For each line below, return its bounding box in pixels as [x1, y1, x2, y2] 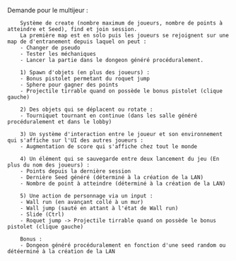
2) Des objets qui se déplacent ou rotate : [20, 106, 153, 113]
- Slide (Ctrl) [20, 211, 65, 218]
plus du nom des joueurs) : [7, 162, 90, 169]
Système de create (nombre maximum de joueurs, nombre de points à [20, 20, 223, 27]
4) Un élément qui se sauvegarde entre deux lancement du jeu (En [20, 155, 220, 162]
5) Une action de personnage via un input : [20, 193, 153, 200]
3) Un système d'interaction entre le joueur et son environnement [20, 130, 223, 138]
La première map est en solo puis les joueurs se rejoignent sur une [20, 32, 230, 39]
